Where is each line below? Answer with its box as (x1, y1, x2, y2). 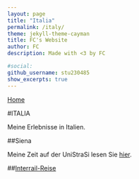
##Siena (7, 136, 32, 145)
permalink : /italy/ (7, 23, 65, 30)
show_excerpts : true (7, 76, 68, 83)
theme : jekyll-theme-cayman (7, 30, 90, 37)
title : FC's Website (7, 37, 68, 44)
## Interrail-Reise (7, 163, 56, 172)
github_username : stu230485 (7, 69, 90, 76)
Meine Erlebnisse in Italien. (7, 122, 86, 131)
